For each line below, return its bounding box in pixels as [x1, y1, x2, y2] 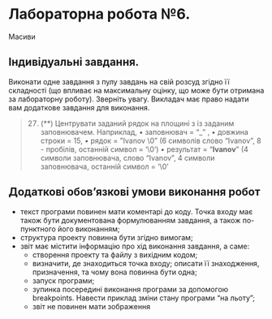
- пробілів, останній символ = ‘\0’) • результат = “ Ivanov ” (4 [40, 144, 249, 154]
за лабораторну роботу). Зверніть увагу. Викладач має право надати [8, 94, 249, 104]
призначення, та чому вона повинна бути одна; [32, 267, 197, 277]
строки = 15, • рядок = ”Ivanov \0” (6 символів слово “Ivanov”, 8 [40, 136, 261, 145]
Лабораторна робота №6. [8, 5, 191, 24]
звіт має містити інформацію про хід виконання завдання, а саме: [19, 241, 250, 251]
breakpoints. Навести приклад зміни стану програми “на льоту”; [32, 293, 256, 303]
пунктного [19, 224, 57, 234]
